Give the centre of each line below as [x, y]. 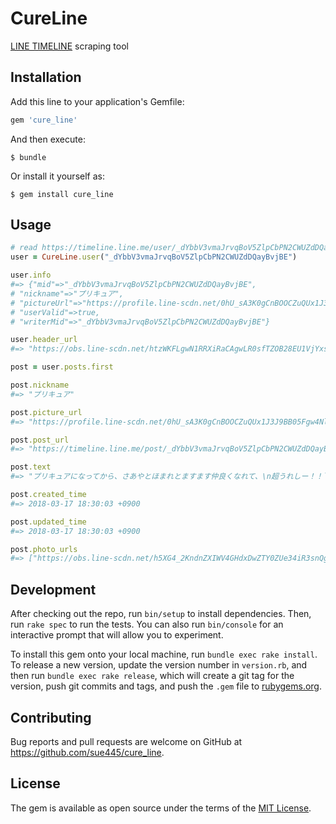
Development [53, 589]
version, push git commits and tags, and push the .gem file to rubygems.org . [166, 686]
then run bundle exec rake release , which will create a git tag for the [152, 676]
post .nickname [40, 385]
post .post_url [40, 440]
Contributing [51, 717]
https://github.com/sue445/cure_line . [87, 752]
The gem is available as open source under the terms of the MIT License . [161, 808]
